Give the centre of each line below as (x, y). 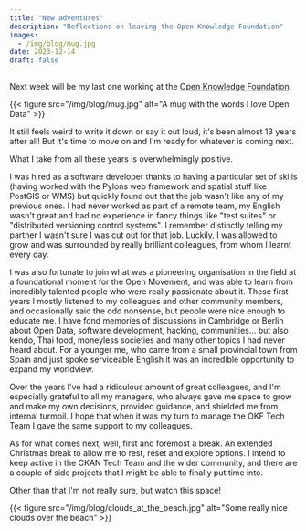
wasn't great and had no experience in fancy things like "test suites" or (143, 215)
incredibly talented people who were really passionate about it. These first (149, 292)
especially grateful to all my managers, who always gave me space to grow (151, 397)
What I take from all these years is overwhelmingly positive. (121, 159)
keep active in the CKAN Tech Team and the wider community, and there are (153, 463)
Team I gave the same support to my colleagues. (101, 425)
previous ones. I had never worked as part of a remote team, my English (145, 206)
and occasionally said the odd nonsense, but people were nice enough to (148, 311)
